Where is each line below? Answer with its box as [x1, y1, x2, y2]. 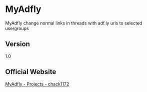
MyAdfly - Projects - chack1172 [5, 81, 69, 87]
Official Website [5, 67, 56, 76]
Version [5, 40, 30, 48]
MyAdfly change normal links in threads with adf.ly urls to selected [5, 20, 142, 26]
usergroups [5, 25, 29, 31]
